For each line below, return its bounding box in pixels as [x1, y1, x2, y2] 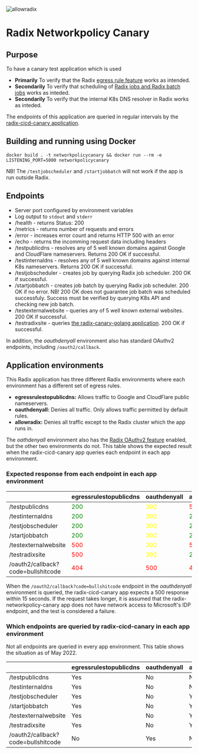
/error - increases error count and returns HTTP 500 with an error [14, 232, 175, 239]
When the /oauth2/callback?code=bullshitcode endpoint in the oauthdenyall [6, 582, 192, 590]
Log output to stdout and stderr [14, 213, 93, 220]
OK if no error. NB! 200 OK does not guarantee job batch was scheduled [14, 288, 190, 295]
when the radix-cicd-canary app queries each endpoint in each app [6, 449, 171, 456]
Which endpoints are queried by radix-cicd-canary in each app [6, 622, 190, 630]
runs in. [14, 425, 34, 432]
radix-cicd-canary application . [6, 120, 80, 126]
